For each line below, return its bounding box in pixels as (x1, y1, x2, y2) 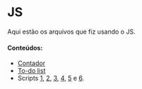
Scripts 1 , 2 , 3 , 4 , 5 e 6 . (17, 74, 85, 83)
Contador (17, 59, 46, 67)
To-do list (17, 67, 46, 75)
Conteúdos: (7, 43, 43, 52)
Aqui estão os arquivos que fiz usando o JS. (7, 27, 136, 36)
